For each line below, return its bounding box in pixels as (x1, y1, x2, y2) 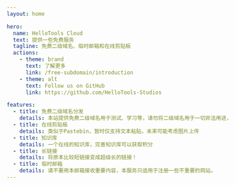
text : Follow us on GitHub (25, 82, 105, 89)
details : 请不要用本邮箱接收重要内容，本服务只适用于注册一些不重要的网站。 (19, 167, 216, 174)
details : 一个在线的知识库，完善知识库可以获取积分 (19, 141, 153, 148)
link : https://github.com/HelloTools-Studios (25, 89, 162, 96)
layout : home (6, 10, 45, 18)
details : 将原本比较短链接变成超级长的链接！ (19, 154, 138, 161)
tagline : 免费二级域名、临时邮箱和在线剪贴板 (13, 43, 131, 50)
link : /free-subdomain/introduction (25, 68, 134, 76)
